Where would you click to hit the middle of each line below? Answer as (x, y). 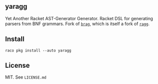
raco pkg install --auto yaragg (38, 50)
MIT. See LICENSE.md (26, 77)
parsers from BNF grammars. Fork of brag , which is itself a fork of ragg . (78, 24)
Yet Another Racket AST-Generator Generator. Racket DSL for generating (79, 18)
